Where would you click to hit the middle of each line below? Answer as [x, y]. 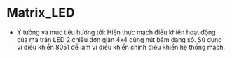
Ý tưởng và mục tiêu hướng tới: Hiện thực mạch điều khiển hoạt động [116, 32]
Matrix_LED [41, 13]
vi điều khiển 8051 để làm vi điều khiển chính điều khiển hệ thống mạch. [121, 47]
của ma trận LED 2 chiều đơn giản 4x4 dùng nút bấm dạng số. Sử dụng [119, 39]
